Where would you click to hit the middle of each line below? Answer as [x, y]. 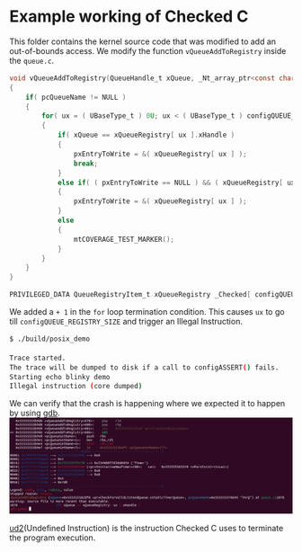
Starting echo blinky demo [60, 377]
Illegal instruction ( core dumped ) [76, 387]
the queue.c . [32, 60]
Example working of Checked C [129, 17]
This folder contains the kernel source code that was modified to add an [143, 41]
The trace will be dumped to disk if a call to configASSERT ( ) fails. [144, 367]
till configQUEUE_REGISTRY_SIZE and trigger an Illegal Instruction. [126, 322]
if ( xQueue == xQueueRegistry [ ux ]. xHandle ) [146, 135]
